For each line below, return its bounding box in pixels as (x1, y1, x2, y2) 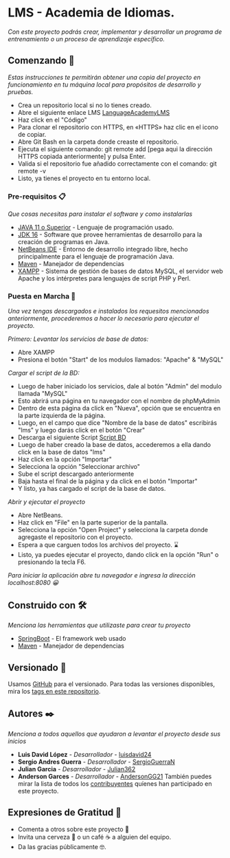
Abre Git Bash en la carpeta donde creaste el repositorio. (17, 137, 179, 146)
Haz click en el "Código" (17, 115, 88, 124)
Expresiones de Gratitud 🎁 (8, 806, 122, 819)
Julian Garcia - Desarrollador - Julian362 (17, 764, 136, 773)
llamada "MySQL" (17, 390, 68, 398)
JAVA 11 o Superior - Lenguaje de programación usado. (17, 223, 174, 232)
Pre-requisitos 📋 (8, 191, 66, 201)
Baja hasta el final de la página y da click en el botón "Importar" (17, 477, 198, 485)
